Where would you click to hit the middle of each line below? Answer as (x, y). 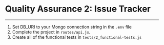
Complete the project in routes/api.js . (51, 32)
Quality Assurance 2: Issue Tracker (78, 9)
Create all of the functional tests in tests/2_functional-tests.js (77, 37)
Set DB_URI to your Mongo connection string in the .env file (72, 27)
